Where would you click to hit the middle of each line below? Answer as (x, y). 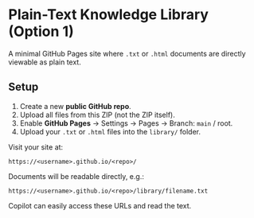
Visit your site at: (36, 147)
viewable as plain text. (45, 62)
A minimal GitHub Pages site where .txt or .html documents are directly (127, 53)
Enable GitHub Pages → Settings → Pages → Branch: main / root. (126, 123)
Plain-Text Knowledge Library (109, 15)
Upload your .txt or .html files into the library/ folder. (110, 131)
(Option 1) (41, 31)
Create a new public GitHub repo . (75, 106)
